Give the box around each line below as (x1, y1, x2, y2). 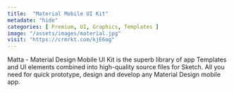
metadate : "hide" (7, 17, 58, 24)
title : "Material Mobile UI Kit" (7, 10, 109, 17)
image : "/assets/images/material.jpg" (7, 29, 121, 37)
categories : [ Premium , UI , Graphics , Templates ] (7, 23, 159, 30)
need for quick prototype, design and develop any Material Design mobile (7, 71, 221, 79)
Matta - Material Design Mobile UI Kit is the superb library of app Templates (7, 55, 227, 64)
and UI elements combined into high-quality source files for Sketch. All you (7, 63, 225, 71)
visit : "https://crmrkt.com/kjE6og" (7, 36, 115, 43)
